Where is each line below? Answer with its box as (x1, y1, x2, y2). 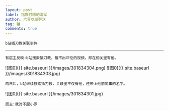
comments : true (5, 26, 37, 31)
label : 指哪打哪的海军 (5, 12, 48, 17)
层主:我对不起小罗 (5, 102, 38, 107)
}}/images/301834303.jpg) (5, 71, 60, 77)
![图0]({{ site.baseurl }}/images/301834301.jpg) (5, 91, 103, 97)
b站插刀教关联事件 (5, 41, 38, 46)
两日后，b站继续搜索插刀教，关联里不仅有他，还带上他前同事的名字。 (5, 81, 127, 86)
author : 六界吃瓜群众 (5, 17, 46, 22)
